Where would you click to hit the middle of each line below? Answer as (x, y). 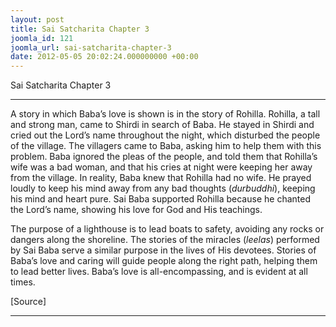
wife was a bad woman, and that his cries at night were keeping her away (161, 167)
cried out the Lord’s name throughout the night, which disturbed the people (165, 135)
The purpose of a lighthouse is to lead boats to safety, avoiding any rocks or (167, 229)
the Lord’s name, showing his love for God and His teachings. (136, 210)
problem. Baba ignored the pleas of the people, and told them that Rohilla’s (164, 157)
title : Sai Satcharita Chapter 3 (80, 29)
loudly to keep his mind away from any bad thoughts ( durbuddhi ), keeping (163, 188)
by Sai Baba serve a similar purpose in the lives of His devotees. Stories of (163, 250)
